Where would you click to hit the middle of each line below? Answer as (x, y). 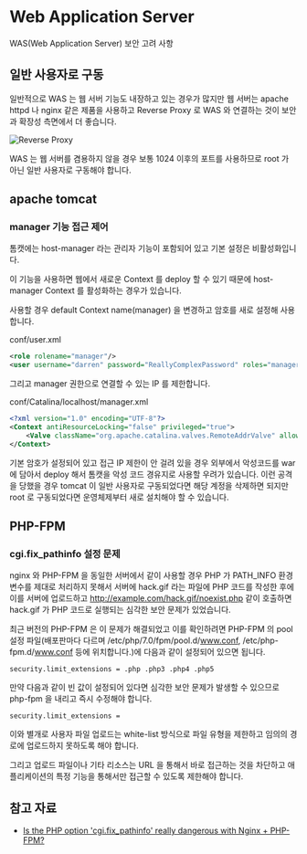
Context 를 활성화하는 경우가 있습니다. (114, 290)
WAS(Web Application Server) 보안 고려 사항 (91, 43)
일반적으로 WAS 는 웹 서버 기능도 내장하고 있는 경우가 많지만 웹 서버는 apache (149, 99)
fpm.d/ (22, 652)
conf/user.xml (36, 340)
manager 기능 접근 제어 (59, 227)
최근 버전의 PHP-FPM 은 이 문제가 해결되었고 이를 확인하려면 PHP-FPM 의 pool (152, 629)
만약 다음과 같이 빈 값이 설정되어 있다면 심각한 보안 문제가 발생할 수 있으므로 (145, 688)
